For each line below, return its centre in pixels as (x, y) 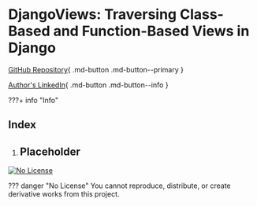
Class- (202, 15)
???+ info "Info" (34, 100)
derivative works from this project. (64, 194)
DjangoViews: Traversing (93, 15)
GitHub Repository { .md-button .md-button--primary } (96, 69)
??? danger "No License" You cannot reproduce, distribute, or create (119, 186)
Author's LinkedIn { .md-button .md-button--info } (88, 85)
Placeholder (50, 151)
